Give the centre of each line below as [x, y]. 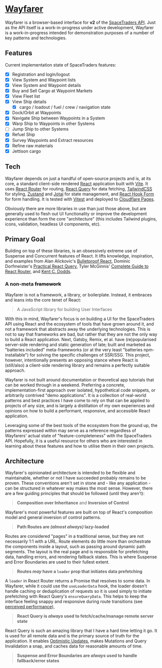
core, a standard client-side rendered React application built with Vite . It [77, 184]
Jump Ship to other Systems [40, 129]
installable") [17, 355]
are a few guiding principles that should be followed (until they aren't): [75, 494]
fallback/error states [38, 661]
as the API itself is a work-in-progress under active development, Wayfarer [79, 27]
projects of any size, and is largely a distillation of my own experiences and [80, 405]
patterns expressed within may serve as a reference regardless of [71, 430]
